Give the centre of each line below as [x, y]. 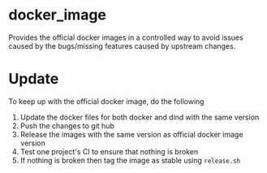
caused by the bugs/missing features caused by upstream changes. [122, 45]
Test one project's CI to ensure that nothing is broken [109, 151]
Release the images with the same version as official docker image [131, 134]
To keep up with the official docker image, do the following [106, 101]
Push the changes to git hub [67, 125]
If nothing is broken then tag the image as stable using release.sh [130, 160]
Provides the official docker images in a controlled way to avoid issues [126, 37]
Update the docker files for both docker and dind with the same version [140, 117]
